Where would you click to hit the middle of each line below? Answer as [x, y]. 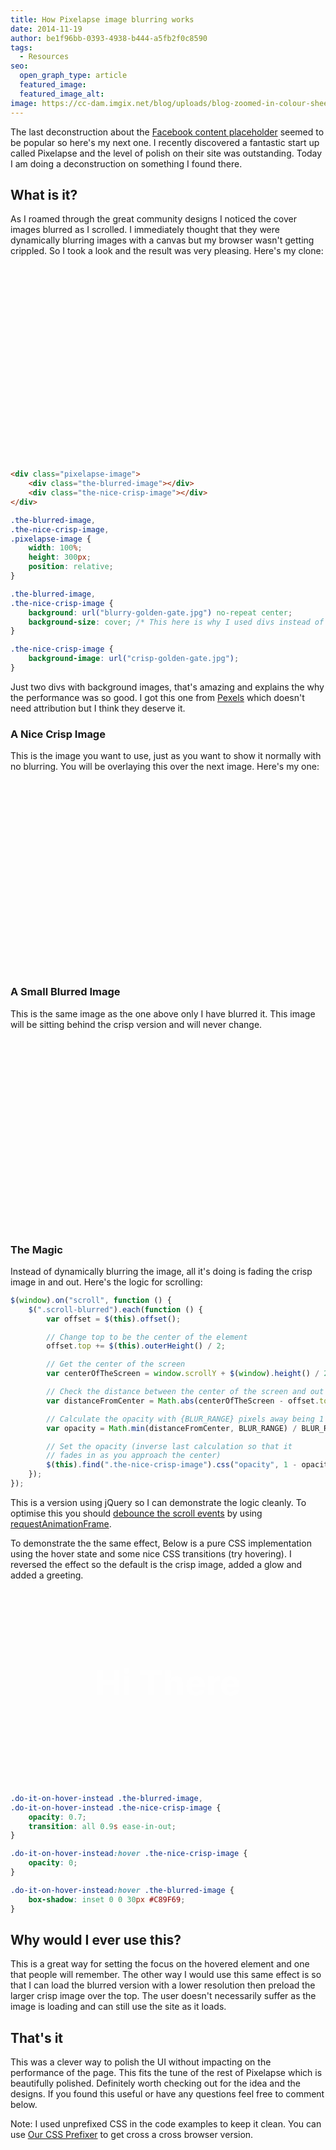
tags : [21, 47]
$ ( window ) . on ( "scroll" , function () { [91, 1300]
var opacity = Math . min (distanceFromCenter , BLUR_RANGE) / [172, 1428]
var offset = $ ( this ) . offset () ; [114, 1319]
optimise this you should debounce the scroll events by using [136, 1513]
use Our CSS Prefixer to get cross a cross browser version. [132, 2135]
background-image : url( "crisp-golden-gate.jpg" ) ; [134, 659]
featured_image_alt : [62, 94]
